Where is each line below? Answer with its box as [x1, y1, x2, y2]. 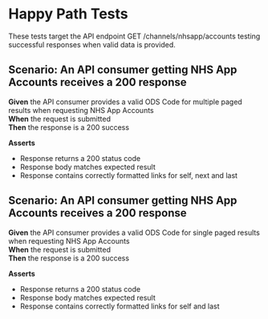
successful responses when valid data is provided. [8, 39, 177, 49]
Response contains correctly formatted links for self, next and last [19, 170, 238, 180]
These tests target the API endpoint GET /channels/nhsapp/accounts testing [8, 31, 261, 41]
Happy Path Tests [8, 5, 128, 23]
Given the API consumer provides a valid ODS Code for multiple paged [8, 97, 242, 107]
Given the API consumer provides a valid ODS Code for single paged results [8, 228, 261, 237]
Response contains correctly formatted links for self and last [19, 301, 220, 311]
